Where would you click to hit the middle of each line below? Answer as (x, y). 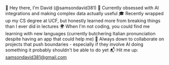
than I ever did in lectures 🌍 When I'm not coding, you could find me (78, 26)
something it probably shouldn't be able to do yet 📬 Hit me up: (72, 50)
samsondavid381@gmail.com (36, 57)
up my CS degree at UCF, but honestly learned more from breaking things (83, 21)
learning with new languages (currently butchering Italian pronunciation (80, 34)
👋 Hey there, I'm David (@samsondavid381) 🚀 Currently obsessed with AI (82, 8)
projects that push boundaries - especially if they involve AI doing (75, 44)
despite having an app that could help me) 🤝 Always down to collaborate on (85, 39)
